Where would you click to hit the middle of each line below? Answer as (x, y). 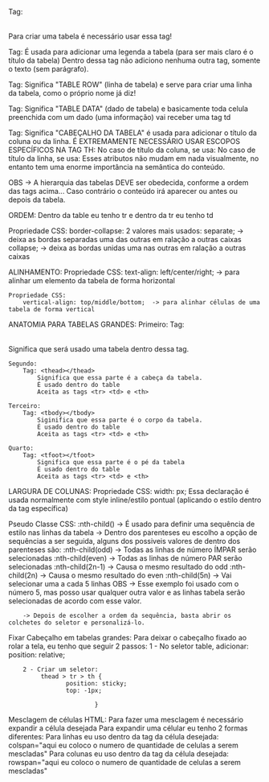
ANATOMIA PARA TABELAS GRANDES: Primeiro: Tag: (96, 324)
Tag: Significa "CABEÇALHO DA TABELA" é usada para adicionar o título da (132, 133)
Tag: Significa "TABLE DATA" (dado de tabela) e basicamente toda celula (128, 109)
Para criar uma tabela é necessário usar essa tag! (90, 36)
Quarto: (21, 448)
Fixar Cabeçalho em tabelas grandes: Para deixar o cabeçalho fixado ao (128, 638)
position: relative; (37, 654)
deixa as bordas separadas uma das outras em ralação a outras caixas (125, 239)
